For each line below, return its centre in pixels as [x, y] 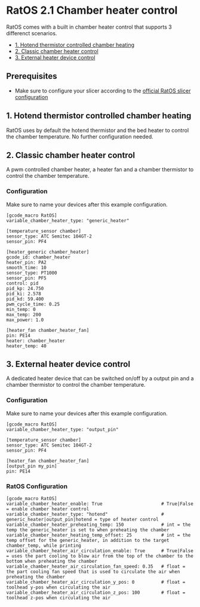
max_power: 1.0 [25, 320]
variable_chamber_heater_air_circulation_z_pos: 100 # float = [96, 593]
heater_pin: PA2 [26, 262]
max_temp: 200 [24, 315]
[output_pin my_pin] [32, 466]
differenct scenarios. [32, 33]
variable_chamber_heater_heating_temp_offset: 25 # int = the [99, 535]
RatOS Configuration [37, 486]
